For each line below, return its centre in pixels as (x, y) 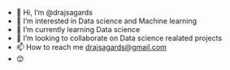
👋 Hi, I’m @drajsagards (54, 12)
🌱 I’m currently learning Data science (78, 29)
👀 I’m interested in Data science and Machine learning (106, 21)
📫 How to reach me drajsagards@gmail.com (91, 47)
